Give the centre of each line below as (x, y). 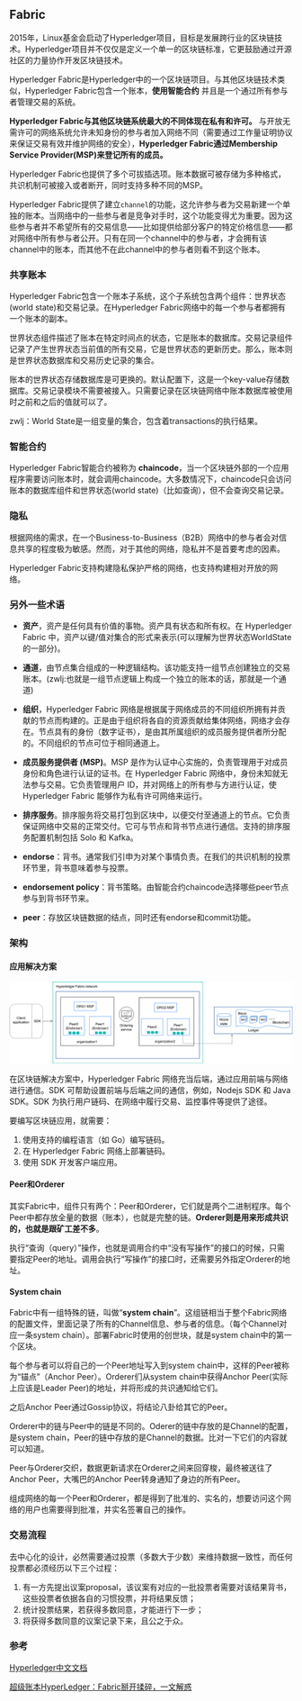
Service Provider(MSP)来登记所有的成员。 (89, 154)
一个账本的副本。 (41, 319)
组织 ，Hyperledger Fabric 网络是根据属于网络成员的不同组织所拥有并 (150, 709)
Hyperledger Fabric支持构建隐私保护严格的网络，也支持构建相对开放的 (140, 567)
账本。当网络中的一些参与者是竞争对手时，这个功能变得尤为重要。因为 (155, 215)
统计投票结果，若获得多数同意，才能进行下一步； (113, 1609)
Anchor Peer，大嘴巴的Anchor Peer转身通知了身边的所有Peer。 (127, 1479)
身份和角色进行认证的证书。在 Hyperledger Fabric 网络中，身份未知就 (151, 773)
